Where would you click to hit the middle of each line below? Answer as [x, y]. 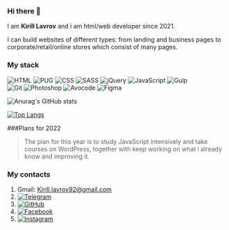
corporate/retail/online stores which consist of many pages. [93, 47]
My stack [23, 65]
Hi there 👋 [24, 11]
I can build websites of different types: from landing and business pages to [114, 40]
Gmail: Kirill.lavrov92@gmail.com [65, 189]
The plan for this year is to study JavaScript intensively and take [116, 141]
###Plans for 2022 [34, 128]
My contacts [29, 174]
